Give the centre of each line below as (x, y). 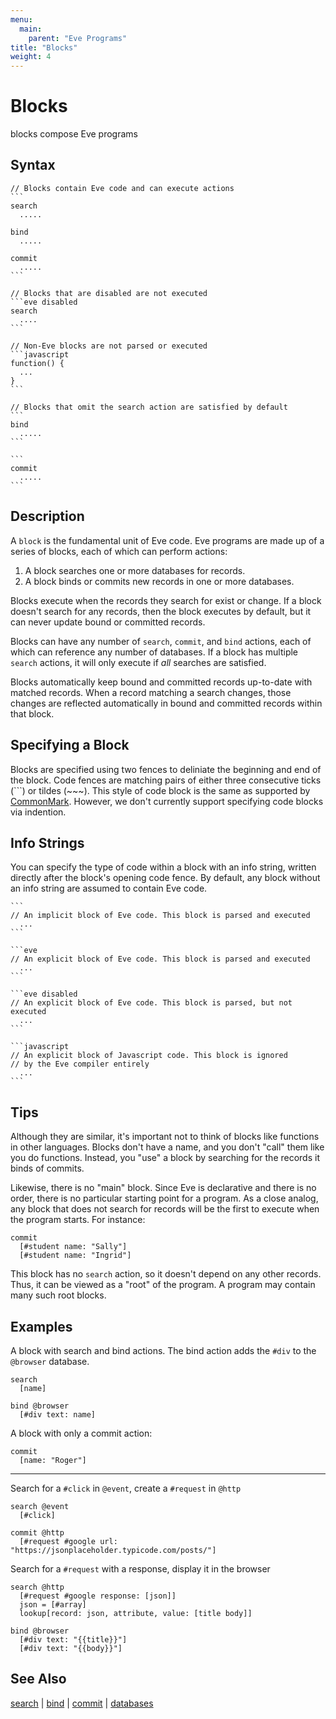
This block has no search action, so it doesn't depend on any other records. (166, 1274)
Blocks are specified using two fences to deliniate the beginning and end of (166, 769)
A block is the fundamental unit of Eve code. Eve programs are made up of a (167, 540)
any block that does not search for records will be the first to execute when (165, 1209)
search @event (40, 1506)
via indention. (38, 812)
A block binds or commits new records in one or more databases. (159, 581)
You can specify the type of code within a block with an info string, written (163, 867)
